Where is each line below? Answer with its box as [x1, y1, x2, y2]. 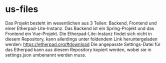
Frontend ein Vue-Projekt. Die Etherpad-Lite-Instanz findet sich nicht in [5, 30, 152, 36]
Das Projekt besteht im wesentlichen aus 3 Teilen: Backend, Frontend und [5, 20, 157, 26]
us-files [5, 3, 38, 15]
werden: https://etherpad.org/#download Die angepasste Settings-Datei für [5, 41, 161, 47]
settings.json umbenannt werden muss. [5, 51, 86, 58]
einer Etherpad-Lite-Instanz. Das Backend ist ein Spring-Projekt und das [5, 25, 154, 31]
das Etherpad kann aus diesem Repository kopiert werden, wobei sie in [5, 46, 151, 52]
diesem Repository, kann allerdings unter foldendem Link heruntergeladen [5, 36, 158, 42]
